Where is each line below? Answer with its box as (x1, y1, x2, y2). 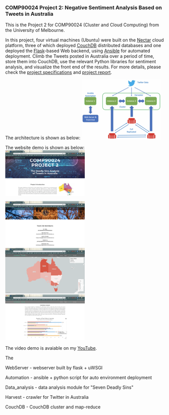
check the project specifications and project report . (5, 69, 112, 75)
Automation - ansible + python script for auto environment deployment (5, 375, 152, 381)
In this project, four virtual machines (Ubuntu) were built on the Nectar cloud (5, 37, 164, 43)
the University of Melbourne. (5, 27, 65, 33)
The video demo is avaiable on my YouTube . (5, 345, 97, 351)
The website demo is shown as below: (5, 145, 85, 151)
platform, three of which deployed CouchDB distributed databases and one (5, 43, 161, 49)
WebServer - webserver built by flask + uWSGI (5, 365, 103, 371)
